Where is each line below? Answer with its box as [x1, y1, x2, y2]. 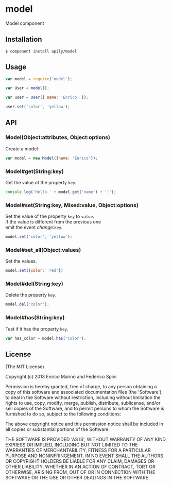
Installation [5, 35, 42, 44]
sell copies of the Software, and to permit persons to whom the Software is [5, 405, 165, 412]
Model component [5, 20, 45, 26]
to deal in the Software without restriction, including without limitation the [5, 394, 161, 401]
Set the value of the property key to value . [5, 213, 94, 219]
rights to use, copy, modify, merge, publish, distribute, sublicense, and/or [5, 400, 161, 406]
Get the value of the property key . [5, 179, 77, 185]
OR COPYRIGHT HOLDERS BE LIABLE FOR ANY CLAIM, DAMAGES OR [5, 458, 154, 464]
